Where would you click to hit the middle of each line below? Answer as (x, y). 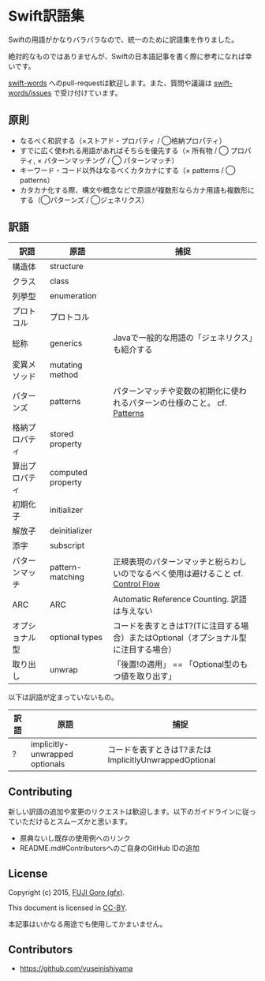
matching (67, 577)
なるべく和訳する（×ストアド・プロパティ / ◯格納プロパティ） (123, 140)
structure (67, 266)
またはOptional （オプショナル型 (188, 638)
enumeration (73, 295)
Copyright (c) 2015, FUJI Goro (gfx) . (66, 893)
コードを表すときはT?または (160, 749)
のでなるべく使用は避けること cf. (182, 573)
